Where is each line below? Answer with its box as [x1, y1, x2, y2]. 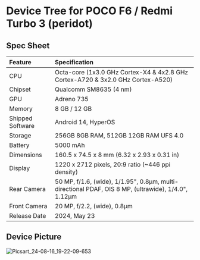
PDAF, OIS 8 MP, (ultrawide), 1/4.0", [85, 185, 188, 193]
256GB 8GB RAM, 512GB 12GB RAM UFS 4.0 [54, 131, 184, 139]
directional [54, 185, 85, 193]
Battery [9, 141, 30, 149]
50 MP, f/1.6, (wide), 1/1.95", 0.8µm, [54, 177, 160, 186]
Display [9, 164, 30, 172]
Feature [9, 58, 32, 66]
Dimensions [9, 151, 43, 159]
